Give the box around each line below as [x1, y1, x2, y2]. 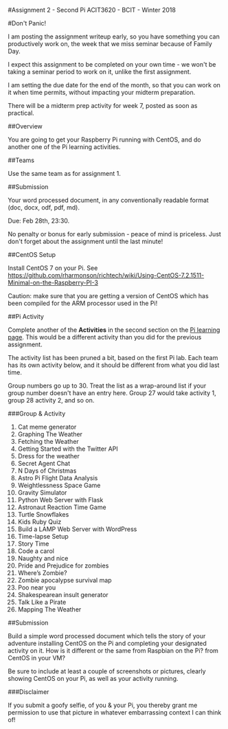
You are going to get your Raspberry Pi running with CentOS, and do [8, 135, 201, 144]
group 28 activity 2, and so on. [8, 396, 95, 404]
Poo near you [17, 583, 56, 592]
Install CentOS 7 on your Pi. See [8, 264, 98, 272]
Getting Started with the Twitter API [17, 445, 119, 453]
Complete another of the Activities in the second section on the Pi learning [8, 326, 220, 334]
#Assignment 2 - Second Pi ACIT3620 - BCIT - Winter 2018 [8, 6, 176, 14]
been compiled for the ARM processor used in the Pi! [8, 299, 158, 307]
